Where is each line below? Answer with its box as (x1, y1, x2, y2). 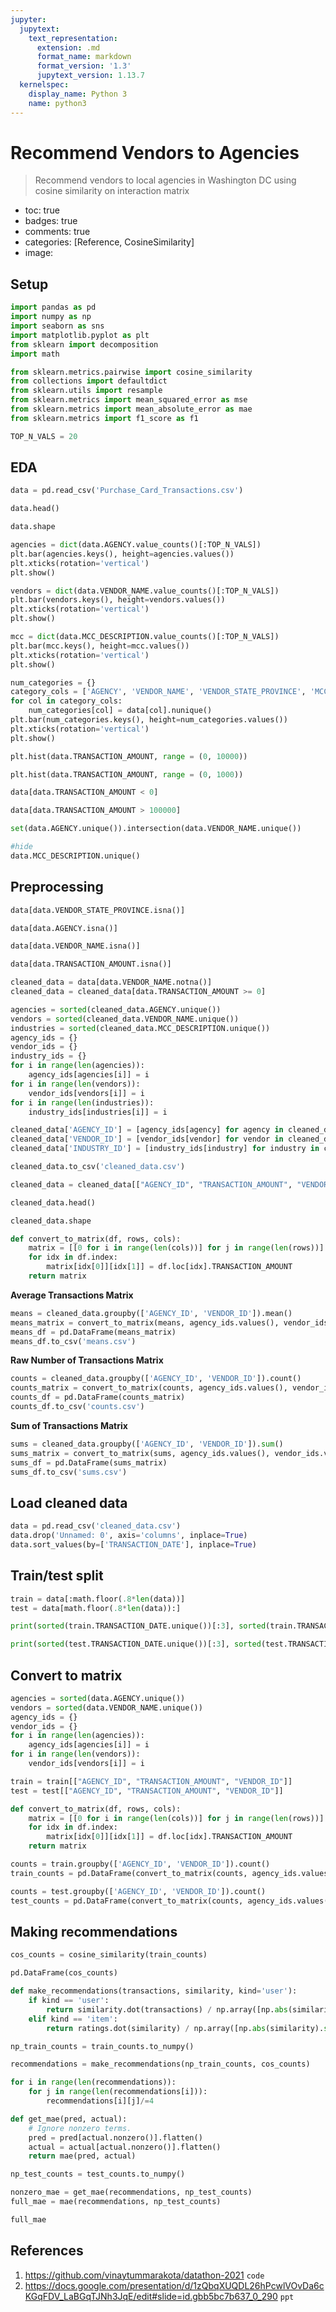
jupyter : (10, 14, 47, 25)
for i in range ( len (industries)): (10, 1097, 155, 1108)
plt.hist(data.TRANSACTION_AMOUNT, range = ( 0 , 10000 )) (10, 751, 248, 761)
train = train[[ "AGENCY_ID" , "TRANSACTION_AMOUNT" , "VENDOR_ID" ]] (10, 1776, 293, 1786)
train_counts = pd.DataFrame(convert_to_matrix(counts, (10, 1868, 248, 1878)
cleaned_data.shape (10, 1216, 92, 1226)
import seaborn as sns (10, 321, 105, 331)
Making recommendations (10, 1923, 178, 1940)
